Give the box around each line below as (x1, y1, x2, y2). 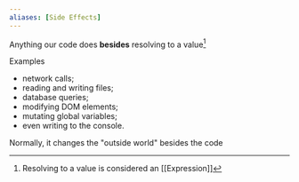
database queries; (21, 92, 89, 103)
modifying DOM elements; (21, 101, 118, 112)
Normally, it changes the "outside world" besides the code (9, 138, 224, 148)
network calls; (21, 73, 75, 84)
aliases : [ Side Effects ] (9, 12, 101, 22)
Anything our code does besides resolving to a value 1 (9, 37, 206, 50)
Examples (9, 56, 45, 67)
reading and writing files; (21, 83, 114, 93)
